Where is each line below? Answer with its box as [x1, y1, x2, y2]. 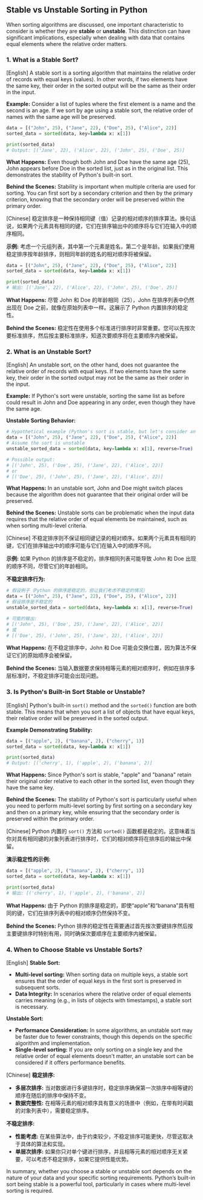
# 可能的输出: [6, 615, 37, 621]
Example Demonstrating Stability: [6, 726, 92, 733]
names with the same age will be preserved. [6, 113, 117, 121]
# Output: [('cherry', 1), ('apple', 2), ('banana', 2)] [6, 760, 153, 766]
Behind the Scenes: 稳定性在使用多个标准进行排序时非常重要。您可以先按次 [6, 325, 195, 332]
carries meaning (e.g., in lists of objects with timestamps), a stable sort [14, 997, 192, 1003]
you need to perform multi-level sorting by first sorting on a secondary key [6, 802, 192, 809]
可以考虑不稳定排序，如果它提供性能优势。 [25, 1156, 132, 1162]
